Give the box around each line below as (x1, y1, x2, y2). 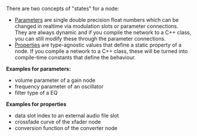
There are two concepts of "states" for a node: (6, 5, 119, 12)
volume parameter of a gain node (14, 77, 96, 84)
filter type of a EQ (14, 89, 58, 96)
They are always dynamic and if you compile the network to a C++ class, (14, 29, 192, 36)
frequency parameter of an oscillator (14, 83, 104, 90)
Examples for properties (6, 101, 66, 108)
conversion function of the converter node (14, 125, 118, 131)
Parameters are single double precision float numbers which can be (14, 16, 179, 23)
